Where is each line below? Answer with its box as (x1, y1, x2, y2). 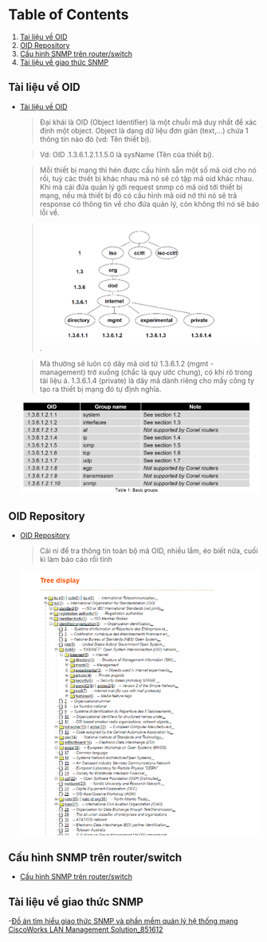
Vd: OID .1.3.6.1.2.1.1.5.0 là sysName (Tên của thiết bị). (39, 149, 214, 159)
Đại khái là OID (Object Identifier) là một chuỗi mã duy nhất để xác (39, 117, 257, 127)
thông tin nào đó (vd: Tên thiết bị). (39, 134, 151, 144)
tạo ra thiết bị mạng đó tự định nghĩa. (39, 385, 162, 394)
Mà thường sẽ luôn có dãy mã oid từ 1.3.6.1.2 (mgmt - (39, 359, 214, 369)
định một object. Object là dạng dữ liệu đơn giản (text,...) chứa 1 (39, 125, 249, 135)
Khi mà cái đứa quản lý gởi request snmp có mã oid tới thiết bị (39, 182, 243, 192)
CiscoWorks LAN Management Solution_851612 (8, 924, 163, 935)
